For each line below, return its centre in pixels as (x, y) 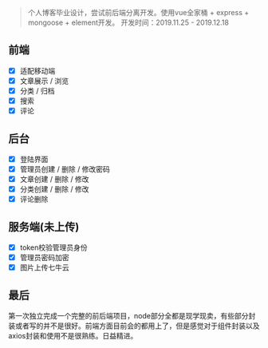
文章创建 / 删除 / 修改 (54, 180)
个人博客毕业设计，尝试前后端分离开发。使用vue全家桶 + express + (138, 12)
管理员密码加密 (44, 258)
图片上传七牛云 (44, 267)
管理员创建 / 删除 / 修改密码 (65, 169)
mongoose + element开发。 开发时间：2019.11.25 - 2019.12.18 (128, 22)
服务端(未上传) (44, 227)
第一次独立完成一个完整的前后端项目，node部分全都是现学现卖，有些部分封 (132, 316)
